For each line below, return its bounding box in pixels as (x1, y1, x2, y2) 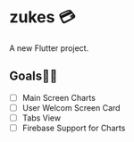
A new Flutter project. (9, 42, 89, 54)
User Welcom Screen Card (21, 102, 121, 113)
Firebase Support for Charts (21, 122, 126, 133)
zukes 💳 (9, 7, 76, 28)
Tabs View (21, 113, 61, 123)
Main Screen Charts (21, 92, 96, 103)
